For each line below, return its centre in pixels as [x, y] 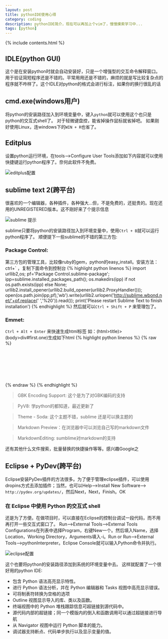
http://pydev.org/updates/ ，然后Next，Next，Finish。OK [65, 492]
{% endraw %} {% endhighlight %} [41, 385]
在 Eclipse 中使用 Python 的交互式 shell [53, 506]
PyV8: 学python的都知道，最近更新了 [56, 406]
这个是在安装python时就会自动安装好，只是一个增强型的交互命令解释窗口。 [83, 71]
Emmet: [15, 319]
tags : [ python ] [21, 29]
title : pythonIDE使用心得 [31, 15]
